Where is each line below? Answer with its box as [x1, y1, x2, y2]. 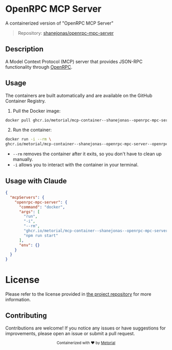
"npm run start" [24, 233, 58, 238]
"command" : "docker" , [18, 204, 66, 210]
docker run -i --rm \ [5, 137, 52, 142]
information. [5, 297, 31, 303]
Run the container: [12, 127, 52, 133]
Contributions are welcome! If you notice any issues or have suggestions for [5, 325, 166, 331]
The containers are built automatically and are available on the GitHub [5, 92, 153, 98]
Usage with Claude [5, 176, 67, 185]
